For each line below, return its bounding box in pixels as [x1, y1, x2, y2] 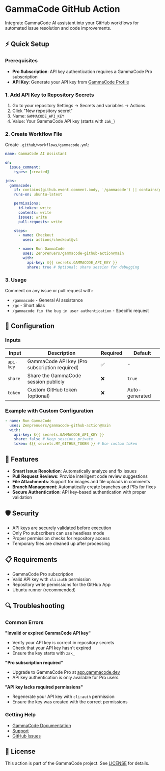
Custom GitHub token [27, 386, 77, 393]
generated [127, 392, 151, 399]
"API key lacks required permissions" [5, 684, 83, 690]
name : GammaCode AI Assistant [5, 152, 67, 156]
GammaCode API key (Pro [27, 358, 87, 365]
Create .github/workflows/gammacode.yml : [5, 142, 89, 148]
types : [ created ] [14, 169, 50, 174]
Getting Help [5, 711, 36, 718]
